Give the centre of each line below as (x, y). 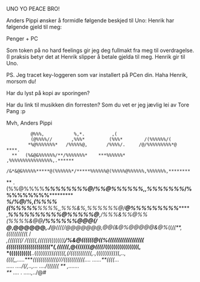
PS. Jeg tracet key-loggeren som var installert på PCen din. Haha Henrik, (97, 75)
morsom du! (21, 81)
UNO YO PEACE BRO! (33, 9)
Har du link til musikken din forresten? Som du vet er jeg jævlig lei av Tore (98, 105)
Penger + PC (22, 38)
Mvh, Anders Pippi (29, 123)
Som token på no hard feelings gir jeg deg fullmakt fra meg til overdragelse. (100, 50)
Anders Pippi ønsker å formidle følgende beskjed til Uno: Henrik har (90, 20)
